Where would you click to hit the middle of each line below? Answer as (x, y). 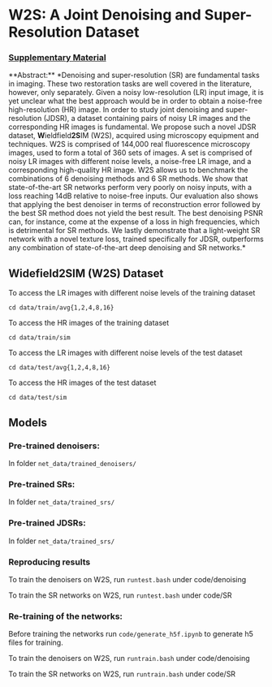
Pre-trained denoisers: (54, 446)
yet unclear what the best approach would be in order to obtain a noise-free (135, 101)
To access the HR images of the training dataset (89, 323)
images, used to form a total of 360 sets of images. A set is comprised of (131, 153)
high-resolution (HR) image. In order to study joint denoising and (116, 110)
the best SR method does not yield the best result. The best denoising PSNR (136, 214)
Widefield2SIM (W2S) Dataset (86, 273)
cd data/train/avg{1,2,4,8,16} (61, 308)
